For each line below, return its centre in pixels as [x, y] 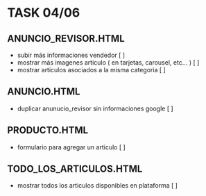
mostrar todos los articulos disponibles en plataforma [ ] [97, 186]
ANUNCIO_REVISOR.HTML [66, 39]
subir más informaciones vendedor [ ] [71, 55]
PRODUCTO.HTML [48, 130]
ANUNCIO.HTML [44, 92]
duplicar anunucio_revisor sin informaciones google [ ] [95, 108]
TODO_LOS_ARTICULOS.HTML [75, 169]
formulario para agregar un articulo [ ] [71, 147]
